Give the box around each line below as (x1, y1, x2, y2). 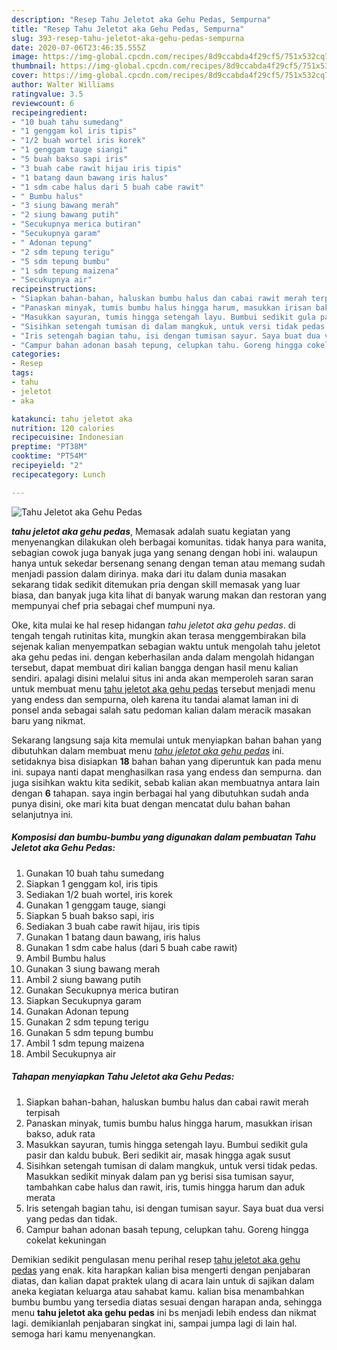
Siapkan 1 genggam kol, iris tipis (25, 877, 159, 890)
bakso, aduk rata (25, 1127, 96, 1140)
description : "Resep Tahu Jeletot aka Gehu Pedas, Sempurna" (11, 14, 272, 25)
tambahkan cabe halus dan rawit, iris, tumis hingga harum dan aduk (25, 1181, 306, 1193)
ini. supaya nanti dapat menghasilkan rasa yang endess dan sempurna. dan (11, 766, 323, 778)
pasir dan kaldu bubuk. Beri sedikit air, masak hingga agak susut (25, 1149, 291, 1161)
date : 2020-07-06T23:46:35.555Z (11, 42, 146, 53)
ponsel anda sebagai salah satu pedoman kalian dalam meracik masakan (11, 704, 312, 716)
